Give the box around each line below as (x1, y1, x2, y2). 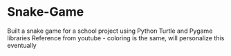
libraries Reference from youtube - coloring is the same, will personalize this (7, 33, 225, 42)
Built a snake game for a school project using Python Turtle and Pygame (7, 27, 213, 35)
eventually (7, 41, 37, 49)
